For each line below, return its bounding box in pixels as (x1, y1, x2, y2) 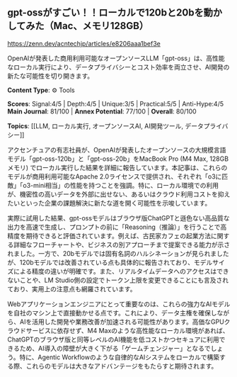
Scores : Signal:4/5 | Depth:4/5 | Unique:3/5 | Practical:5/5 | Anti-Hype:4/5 (7, 99, 224, 108)
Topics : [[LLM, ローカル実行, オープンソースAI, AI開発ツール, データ (7, 121, 204, 130)
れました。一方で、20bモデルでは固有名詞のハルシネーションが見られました (7, 249, 230, 257)
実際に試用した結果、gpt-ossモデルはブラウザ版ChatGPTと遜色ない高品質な (7, 213, 230, 222)
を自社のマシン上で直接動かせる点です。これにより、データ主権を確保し (7, 308, 217, 317)
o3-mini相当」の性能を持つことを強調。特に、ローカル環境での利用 (22, 181, 219, 189)
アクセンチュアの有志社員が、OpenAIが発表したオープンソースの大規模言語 (7, 145, 226, 154)
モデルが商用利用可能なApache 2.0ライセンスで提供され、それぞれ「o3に (7, 172, 222, 181)
